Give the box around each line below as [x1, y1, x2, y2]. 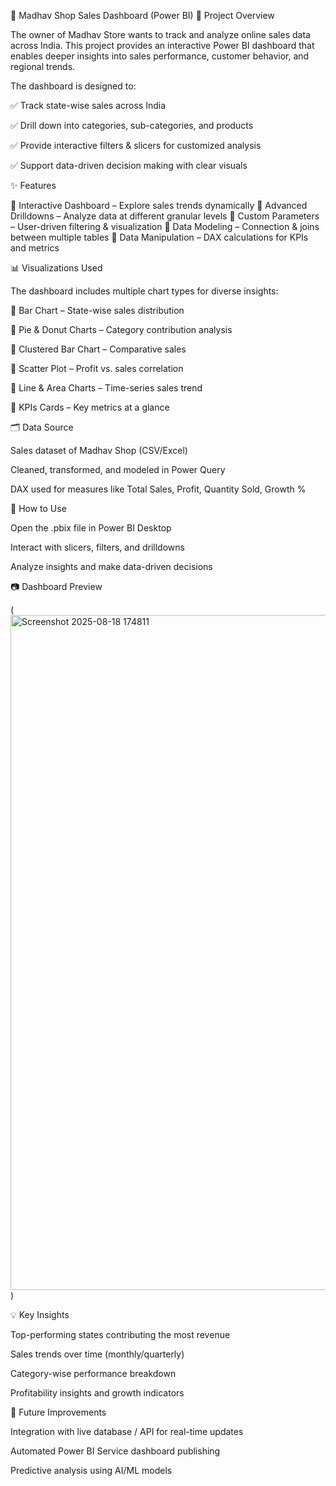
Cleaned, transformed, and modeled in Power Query [10, 464, 226, 475]
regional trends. [10, 61, 76, 72]
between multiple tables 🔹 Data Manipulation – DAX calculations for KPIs [10, 231, 309, 243]
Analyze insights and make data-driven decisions [10, 561, 213, 572]
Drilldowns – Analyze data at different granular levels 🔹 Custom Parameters [10, 210, 320, 222]
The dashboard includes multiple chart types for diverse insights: [10, 285, 279, 297]
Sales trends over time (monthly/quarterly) [10, 1348, 185, 1360]
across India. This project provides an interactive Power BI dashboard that [10, 40, 315, 51]
